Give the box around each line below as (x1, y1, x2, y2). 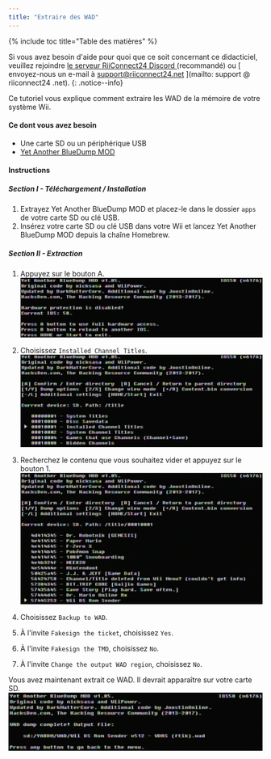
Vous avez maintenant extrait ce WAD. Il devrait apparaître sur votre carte (8, 675, 252, 685)
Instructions (8, 166, 51, 175)
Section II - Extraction (8, 248, 83, 258)
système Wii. (8, 102, 52, 112)
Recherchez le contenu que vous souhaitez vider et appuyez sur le (19, 455, 242, 465)
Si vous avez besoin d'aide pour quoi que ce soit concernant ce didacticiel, (8, 52, 258, 61)
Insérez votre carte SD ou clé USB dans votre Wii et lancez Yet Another (19, 221, 256, 231)
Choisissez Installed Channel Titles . (19, 345, 148, 355)
